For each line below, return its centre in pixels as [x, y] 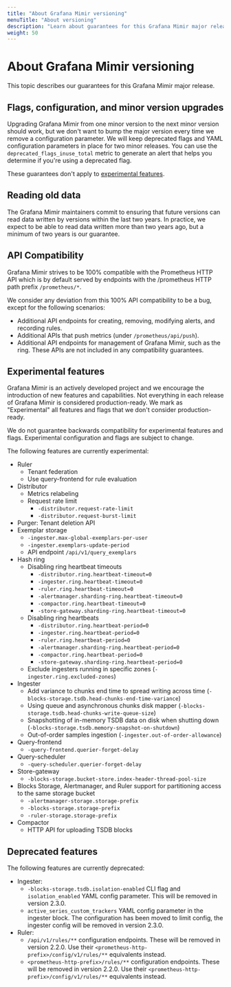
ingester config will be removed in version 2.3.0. [95, 925]
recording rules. [40, 328]
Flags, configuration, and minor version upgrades [115, 107]
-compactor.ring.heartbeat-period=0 [90, 655]
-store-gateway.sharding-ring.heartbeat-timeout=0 [112, 611]
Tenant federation [53, 472]
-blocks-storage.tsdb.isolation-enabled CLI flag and [104, 889]
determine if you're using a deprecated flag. [69, 160]
